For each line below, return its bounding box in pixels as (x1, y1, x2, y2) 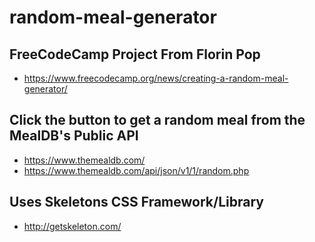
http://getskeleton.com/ (23, 220, 122, 232)
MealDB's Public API (9, 127, 139, 145)
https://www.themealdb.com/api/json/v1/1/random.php (23, 164, 250, 176)
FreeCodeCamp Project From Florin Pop (9, 46, 261, 63)
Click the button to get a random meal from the (9, 112, 306, 129)
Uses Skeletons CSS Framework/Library (9, 194, 264, 211)
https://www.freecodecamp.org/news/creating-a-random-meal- (23, 72, 289, 84)
